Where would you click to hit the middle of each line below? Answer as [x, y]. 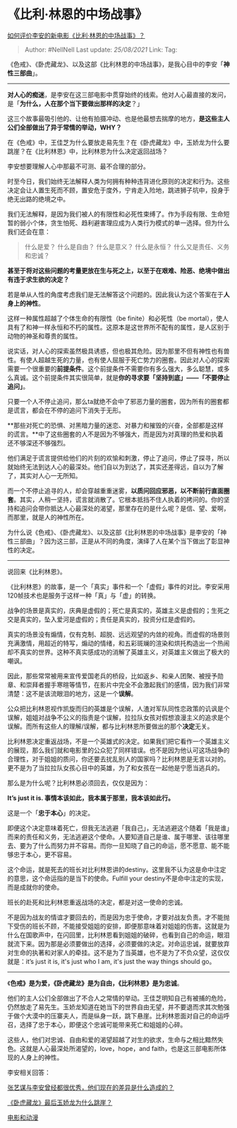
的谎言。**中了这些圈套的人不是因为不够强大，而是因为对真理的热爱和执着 [116, 434]
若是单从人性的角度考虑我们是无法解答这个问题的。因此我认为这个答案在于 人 [119, 294]
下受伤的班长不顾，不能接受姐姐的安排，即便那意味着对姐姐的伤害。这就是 [115, 926]
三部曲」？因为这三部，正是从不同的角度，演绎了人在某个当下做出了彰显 [118, 541]
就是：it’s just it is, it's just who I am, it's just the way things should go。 [111, 961]
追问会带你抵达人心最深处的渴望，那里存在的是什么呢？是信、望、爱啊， [124, 508]
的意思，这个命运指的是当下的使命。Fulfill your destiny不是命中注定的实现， [117, 878]
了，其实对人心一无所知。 [44, 475]
